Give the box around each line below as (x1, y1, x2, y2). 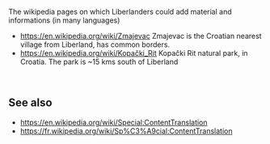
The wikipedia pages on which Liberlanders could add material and (8, 7, 232, 16)
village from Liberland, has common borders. (19, 40, 171, 49)
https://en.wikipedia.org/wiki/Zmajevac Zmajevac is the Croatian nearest (19, 32, 262, 40)
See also (8, 96, 53, 110)
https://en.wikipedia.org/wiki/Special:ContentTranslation (19, 117, 208, 127)
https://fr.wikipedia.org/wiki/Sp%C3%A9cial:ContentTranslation (19, 125, 233, 136)
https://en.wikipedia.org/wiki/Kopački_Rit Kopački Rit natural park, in (19, 49, 248, 57)
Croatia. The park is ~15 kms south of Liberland (19, 57, 179, 66)
